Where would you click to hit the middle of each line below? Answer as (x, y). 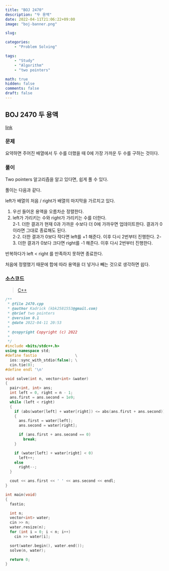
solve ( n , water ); (28, 550)
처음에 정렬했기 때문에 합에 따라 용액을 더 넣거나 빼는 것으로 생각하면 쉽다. (77, 265)
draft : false (19, 93)
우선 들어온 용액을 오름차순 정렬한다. (48, 212)
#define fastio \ (41, 356)
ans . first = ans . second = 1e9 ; (43, 398)
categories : (18, 42)
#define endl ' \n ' (24, 369)
